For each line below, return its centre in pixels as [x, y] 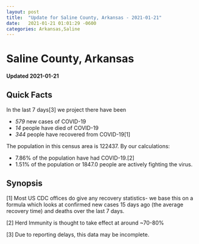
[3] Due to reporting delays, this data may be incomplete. [78, 234]
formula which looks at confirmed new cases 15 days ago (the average [95, 205]
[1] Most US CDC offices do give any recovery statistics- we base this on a [100, 198]
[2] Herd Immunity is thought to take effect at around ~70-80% [85, 223]
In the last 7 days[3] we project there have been [66, 109]
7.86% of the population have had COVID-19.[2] [75, 158]
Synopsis [24, 184]
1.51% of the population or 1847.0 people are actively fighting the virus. [104, 164]
